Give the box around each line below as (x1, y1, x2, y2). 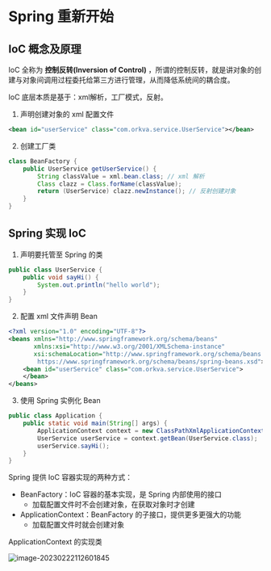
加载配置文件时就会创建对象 (31, 520, 125, 530)
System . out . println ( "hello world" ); (37, 280, 161, 289)
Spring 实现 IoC (8, 227, 86, 241)
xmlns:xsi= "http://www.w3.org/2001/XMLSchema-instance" (33, 342, 226, 351)
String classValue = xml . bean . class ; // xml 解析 (37, 172, 205, 180)
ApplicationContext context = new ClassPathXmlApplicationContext (37, 426, 265, 435)
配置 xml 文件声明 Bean (19, 312, 98, 321)
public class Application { (8, 412, 103, 420)
